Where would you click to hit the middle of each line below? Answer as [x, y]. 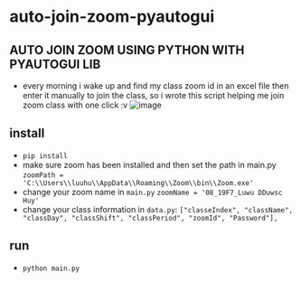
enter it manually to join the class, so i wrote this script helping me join [153, 95]
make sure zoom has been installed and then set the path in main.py [150, 164]
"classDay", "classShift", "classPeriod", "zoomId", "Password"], [150, 218]
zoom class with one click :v [75, 105]
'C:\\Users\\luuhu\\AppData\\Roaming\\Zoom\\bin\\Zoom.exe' [138, 183]
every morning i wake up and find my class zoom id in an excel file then [155, 86]
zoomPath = [43, 175]
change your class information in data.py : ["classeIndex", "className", [158, 209]
